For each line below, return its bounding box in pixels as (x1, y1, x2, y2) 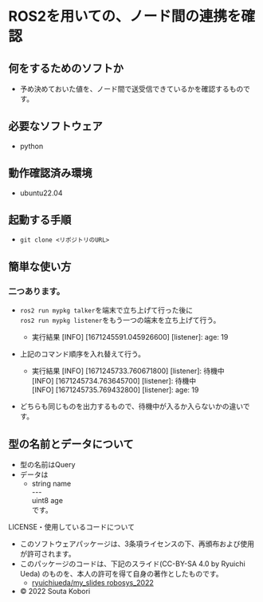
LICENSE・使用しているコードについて (8, 521, 135, 531)
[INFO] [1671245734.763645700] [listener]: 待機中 (31, 376, 197, 386)
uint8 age (31, 495, 64, 505)
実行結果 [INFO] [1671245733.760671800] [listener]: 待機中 (31, 366, 225, 376)
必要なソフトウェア (8, 120, 103, 133)
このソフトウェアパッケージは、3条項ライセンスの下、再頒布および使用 (19, 539, 255, 549)
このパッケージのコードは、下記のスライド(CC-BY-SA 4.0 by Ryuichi (19, 559, 245, 569)
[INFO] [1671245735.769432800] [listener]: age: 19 (31, 385, 199, 395)
